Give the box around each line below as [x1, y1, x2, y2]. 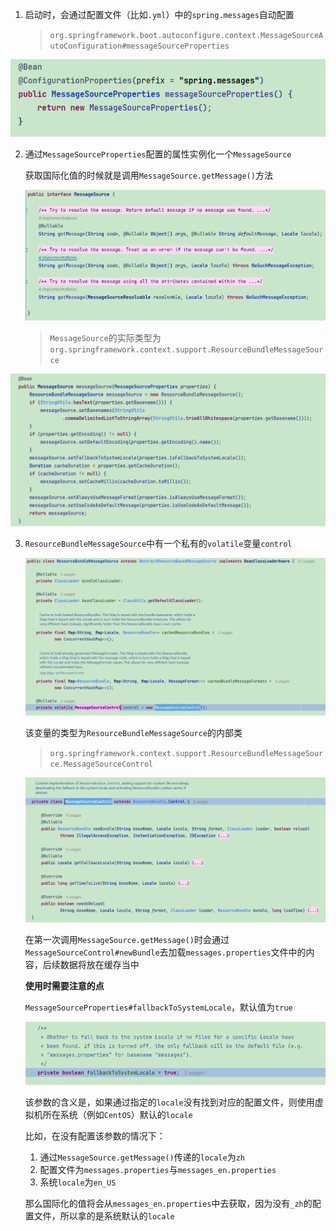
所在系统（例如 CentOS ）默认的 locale [42, 1108, 193, 1120]
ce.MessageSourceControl [49, 759, 154, 770]
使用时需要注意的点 [24, 979, 105, 992]
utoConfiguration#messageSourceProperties [49, 41, 230, 51]
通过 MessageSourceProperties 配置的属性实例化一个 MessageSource [24, 148, 292, 160]
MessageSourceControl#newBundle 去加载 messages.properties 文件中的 [24, 946, 307, 958]
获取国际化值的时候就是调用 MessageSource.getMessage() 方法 [24, 169, 273, 182]
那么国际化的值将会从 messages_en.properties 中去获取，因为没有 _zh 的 [24, 1197, 313, 1209]
